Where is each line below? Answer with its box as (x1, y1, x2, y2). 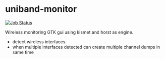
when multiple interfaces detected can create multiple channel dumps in (12, 44, 160, 50)
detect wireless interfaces (12, 38, 66, 45)
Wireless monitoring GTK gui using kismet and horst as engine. (5, 29, 134, 35)
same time (12, 49, 34, 55)
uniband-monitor (5, 3, 77, 15)
